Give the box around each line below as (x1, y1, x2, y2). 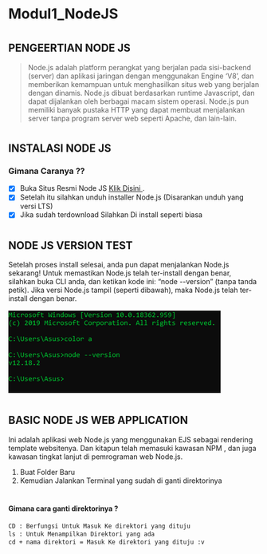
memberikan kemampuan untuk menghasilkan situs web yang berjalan (27, 79, 260, 89)
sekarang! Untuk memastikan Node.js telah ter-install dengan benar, (8, 268, 232, 278)
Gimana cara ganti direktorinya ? (8, 504, 119, 513)
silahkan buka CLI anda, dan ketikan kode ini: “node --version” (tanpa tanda (8, 277, 257, 287)
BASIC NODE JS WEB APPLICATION (8, 414, 189, 427)
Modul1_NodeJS (8, 5, 119, 23)
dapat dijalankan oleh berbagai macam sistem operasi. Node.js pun (27, 97, 249, 106)
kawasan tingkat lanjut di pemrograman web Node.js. (8, 452, 183, 461)
